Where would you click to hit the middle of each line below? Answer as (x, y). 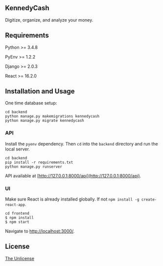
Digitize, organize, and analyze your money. (49, 20)
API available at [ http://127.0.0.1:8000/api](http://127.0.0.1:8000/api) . (73, 176)
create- (149, 200)
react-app (15, 205)
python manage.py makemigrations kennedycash (52, 117)
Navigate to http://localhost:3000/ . (40, 231)
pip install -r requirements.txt (39, 162)
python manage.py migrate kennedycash (45, 121)
